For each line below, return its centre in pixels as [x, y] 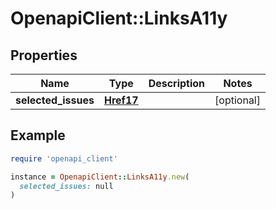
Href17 [121, 100]
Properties [44, 55]
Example [38, 135]
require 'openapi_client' [64, 158]
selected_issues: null [66, 186]
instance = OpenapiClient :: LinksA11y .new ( [100, 177]
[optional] [237, 100]
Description [177, 83]
